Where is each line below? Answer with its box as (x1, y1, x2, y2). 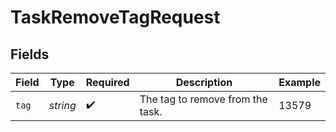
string (48, 99, 77, 112)
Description (175, 76, 233, 89)
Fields (10, 46, 50, 63)
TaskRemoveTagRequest (10, 6, 221, 29)
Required (85, 76, 130, 89)
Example (278, 76, 321, 89)
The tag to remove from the (139, 92, 268, 106)
